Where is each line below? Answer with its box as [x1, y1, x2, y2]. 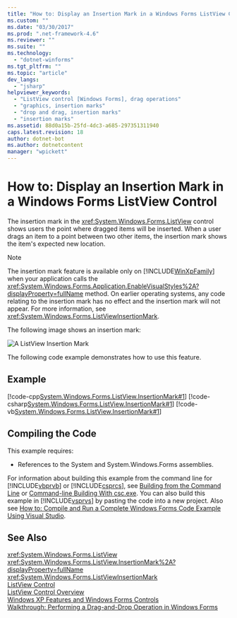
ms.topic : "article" [7, 69, 68, 76]
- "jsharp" [13, 83, 46, 90]
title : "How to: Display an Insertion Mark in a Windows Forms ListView [7, 10, 226, 18]
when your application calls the [7, 274, 99, 283]
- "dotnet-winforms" [13, 57, 74, 64]
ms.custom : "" [7, 17, 49, 24]
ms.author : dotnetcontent [7, 142, 83, 149]
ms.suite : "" [7, 43, 46, 50]
